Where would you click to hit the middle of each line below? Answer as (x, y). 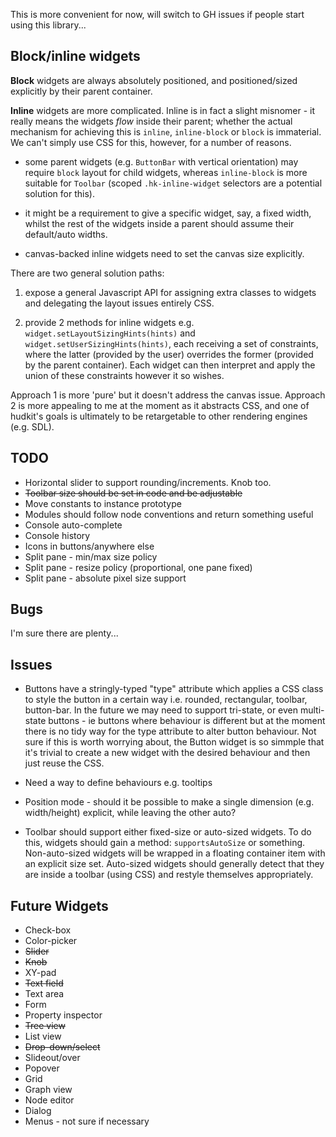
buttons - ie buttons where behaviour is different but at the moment (187, 721)
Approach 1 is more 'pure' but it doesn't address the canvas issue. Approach (168, 395)
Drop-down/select (62, 1047)
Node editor (49, 1100)
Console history (57, 535)
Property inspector (63, 1015)
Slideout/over (52, 1058)
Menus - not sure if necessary (87, 1121)
